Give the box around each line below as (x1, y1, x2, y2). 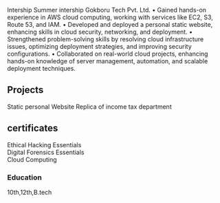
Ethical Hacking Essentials (7, 140, 82, 149)
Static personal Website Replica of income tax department (7, 103, 172, 111)
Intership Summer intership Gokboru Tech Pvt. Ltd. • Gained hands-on (7, 6, 207, 14)
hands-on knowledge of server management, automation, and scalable (7, 57, 208, 65)
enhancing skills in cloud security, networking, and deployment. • (7, 28, 193, 36)
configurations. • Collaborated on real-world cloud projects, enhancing (7, 50, 208, 58)
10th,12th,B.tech (7, 188, 52, 196)
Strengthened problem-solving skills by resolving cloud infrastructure (7, 35, 204, 43)
